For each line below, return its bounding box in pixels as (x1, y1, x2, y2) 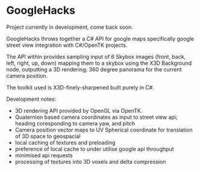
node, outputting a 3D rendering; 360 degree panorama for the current (6, 65, 182, 73)
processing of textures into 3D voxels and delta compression (14, 158, 166, 165)
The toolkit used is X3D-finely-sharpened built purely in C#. (6, 83, 155, 91)
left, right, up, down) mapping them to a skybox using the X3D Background (6, 59, 192, 67)
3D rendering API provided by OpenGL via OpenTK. (14, 107, 143, 114)
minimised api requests (14, 151, 73, 159)
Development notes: (6, 95, 57, 103)
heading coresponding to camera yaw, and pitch (14, 119, 136, 127)
